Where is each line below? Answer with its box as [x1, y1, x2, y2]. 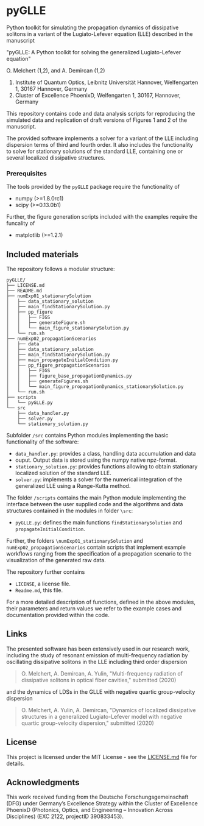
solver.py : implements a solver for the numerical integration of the [15, 476, 183, 483]
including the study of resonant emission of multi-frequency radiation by [6, 651, 188, 658]
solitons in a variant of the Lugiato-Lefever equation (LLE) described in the [6, 30, 193, 37]
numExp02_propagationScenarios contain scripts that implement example [6, 543, 186, 551]
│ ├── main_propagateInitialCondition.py [6, 357, 119, 363]
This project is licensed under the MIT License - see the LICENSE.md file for [6, 753, 197, 760]
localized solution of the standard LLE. [15, 470, 111, 477]
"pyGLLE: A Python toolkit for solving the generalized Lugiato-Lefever [6, 48, 181, 55]
